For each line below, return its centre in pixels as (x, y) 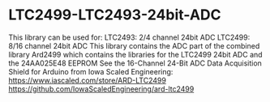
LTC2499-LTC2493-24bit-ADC (115, 15)
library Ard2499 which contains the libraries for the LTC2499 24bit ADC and (135, 54)
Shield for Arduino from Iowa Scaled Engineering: (91, 71)
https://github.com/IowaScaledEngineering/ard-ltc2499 (101, 89)
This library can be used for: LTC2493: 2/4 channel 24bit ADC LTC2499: (129, 37)
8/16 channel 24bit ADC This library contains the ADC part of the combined (134, 45)
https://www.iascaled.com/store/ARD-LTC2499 (87, 80)
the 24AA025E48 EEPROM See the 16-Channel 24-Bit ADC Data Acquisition (135, 63)
